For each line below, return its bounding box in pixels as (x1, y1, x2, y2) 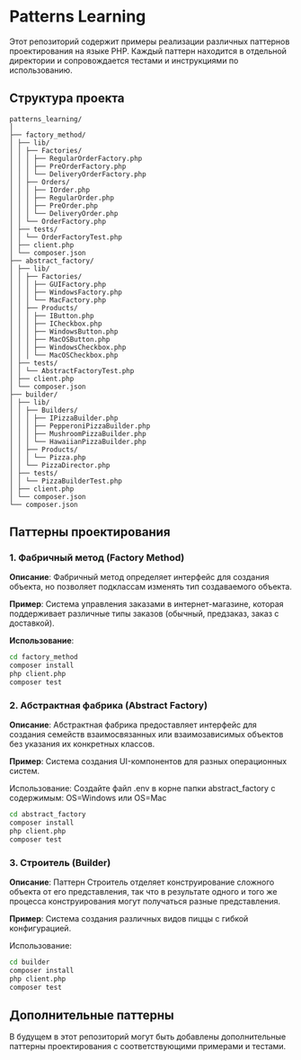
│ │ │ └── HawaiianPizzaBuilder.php (9, 437, 146, 446)
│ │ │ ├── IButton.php (9, 311, 94, 320)
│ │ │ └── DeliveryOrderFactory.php (9, 169, 146, 179)
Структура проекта (9, 91, 125, 106)
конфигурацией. (9, 923, 72, 934)
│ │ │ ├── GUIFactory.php (9, 280, 106, 289)
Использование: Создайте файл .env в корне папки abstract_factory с (9, 783, 276, 794)
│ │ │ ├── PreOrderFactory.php (9, 162, 127, 171)
